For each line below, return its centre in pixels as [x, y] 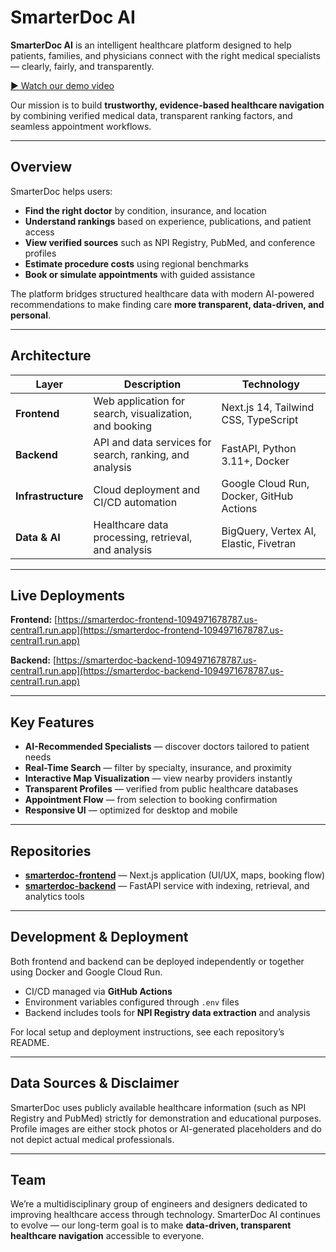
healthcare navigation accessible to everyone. [107, 1236]
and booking [123, 426]
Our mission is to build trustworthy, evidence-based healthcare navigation [167, 105]
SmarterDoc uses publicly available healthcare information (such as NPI [158, 1107]
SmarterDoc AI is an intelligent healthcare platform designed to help [151, 45]
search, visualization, [143, 413]
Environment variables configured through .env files [132, 1002]
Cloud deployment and [146, 489]
